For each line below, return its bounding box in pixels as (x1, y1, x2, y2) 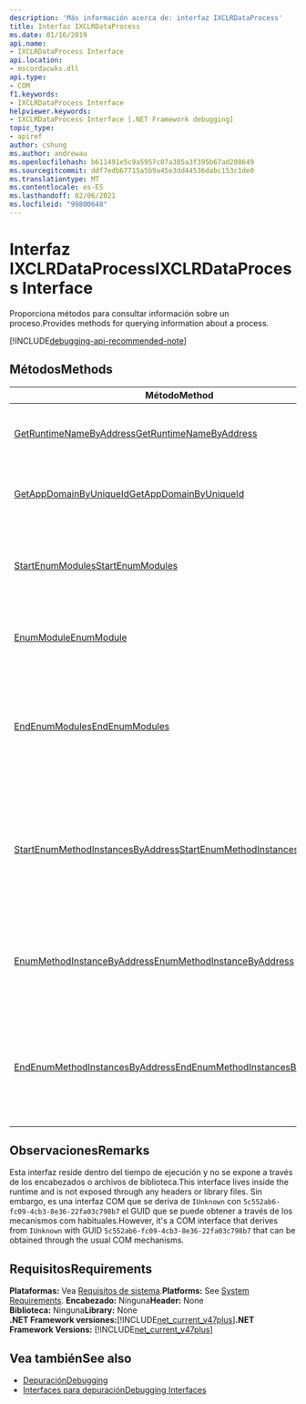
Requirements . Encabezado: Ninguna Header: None (9, 1296, 204, 1306)
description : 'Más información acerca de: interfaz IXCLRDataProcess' (9, 13, 283, 23)
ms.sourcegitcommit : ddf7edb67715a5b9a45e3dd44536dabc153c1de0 (9, 166, 255, 175)
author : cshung (9, 140, 67, 150)
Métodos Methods (9, 362, 114, 377)
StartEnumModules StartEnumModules (14, 559, 178, 572)
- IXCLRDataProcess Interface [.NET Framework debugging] (9, 115, 234, 124)
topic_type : (9, 124, 55, 133)
